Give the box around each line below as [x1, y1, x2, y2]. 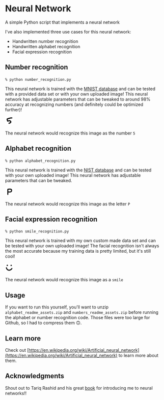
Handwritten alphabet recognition [12, 43, 81, 49]
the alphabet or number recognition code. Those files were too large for [5, 315, 150, 321]
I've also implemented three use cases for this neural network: [5, 29, 132, 34]
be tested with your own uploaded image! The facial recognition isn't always [5, 243, 160, 249]
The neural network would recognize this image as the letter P [5, 200, 130, 207]
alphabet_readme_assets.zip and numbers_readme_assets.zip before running [5, 309, 159, 315]
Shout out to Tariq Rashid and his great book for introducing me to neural [5, 385, 153, 391]
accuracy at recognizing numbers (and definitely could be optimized [5, 101, 143, 107]
